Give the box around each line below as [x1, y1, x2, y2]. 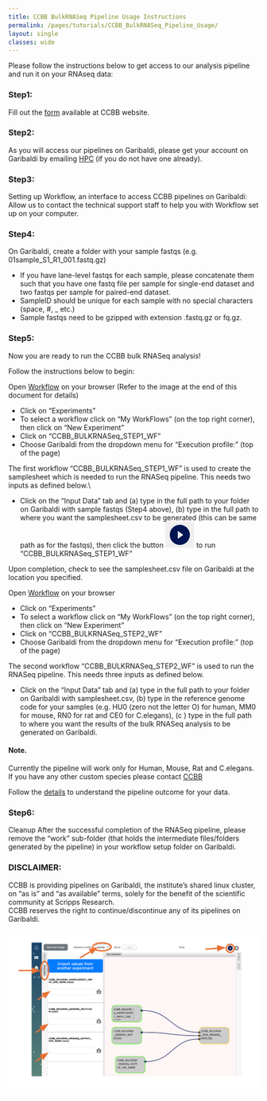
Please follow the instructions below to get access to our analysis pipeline [8, 61, 250, 71]
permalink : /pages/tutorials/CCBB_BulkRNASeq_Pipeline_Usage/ [8, 21, 219, 29]
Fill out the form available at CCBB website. [8, 108, 149, 117]
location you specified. [8, 572, 83, 582]
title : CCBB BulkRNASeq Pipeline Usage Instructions [8, 13, 187, 21]
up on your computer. [8, 209, 79, 218]
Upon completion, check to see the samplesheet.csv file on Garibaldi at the [8, 564, 254, 574]
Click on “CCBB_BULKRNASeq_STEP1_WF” [19, 431, 161, 441]
